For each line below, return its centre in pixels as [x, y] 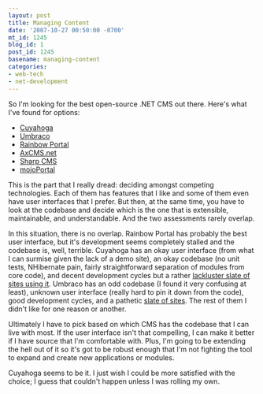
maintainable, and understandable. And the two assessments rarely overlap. [131, 218]
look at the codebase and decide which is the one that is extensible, [119, 210]
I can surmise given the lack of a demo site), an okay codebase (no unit [124, 258]
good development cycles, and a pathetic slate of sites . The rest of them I [128, 300]
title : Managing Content [49, 23]
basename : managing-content [54, 60]
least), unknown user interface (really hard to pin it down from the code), [126, 292]
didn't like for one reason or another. [67, 309]
